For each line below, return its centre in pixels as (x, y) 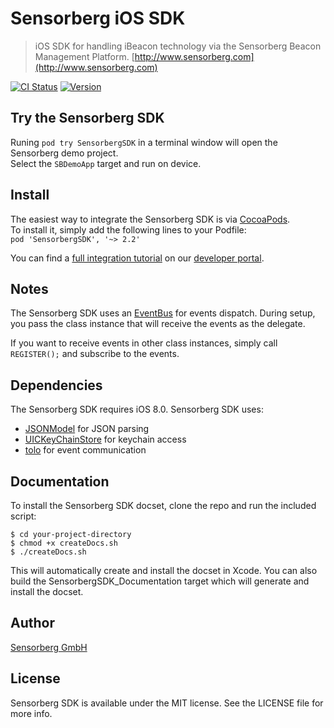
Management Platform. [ (84, 56)
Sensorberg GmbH (49, 647)
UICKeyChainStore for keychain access (105, 439)
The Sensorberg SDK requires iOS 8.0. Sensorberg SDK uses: (137, 409)
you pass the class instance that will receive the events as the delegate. (158, 324)
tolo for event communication (85, 450)
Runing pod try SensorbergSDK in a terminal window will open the (144, 142)
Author (32, 623)
